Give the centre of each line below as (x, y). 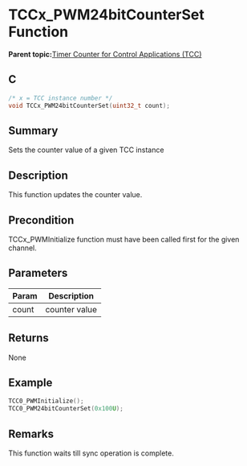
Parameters (38, 273)
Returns (29, 338)
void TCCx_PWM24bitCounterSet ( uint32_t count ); (89, 105)
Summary (33, 130)
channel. (23, 248)
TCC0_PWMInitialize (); (46, 401)
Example (30, 383)
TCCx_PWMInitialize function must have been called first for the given (124, 239)
